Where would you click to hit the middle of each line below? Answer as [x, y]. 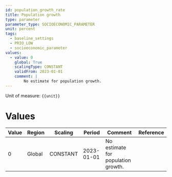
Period [92, 132]
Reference [151, 132]
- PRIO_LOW [21, 43]
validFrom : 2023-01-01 [39, 72]
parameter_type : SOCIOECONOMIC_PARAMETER [50, 24]
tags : [11, 34]
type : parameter [23, 19]
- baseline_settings [32, 39]
